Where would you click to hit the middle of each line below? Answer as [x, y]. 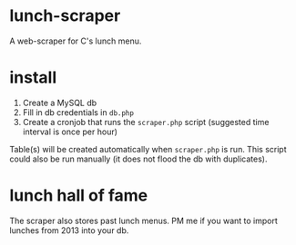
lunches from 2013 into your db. [69, 230]
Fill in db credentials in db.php [78, 112]
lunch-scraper [65, 16]
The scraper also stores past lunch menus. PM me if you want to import [143, 220]
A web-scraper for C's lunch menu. [76, 41]
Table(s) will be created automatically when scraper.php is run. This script [148, 149]
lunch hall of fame [79, 196]
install [33, 78]
